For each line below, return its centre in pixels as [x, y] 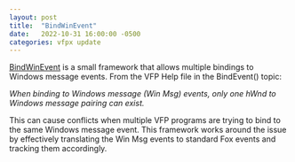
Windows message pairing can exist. [77, 104]
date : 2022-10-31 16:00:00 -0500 [75, 34]
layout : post [33, 17]
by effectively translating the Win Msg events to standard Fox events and [143, 139]
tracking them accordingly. [58, 149]
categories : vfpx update [55, 42]
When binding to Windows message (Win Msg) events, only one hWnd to [143, 94]
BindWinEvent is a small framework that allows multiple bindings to [132, 67]
